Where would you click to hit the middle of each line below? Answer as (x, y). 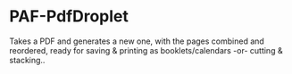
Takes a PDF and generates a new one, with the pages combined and (137, 41)
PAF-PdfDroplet (69, 16)
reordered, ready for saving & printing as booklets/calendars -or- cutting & (146, 50)
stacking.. (27, 60)
